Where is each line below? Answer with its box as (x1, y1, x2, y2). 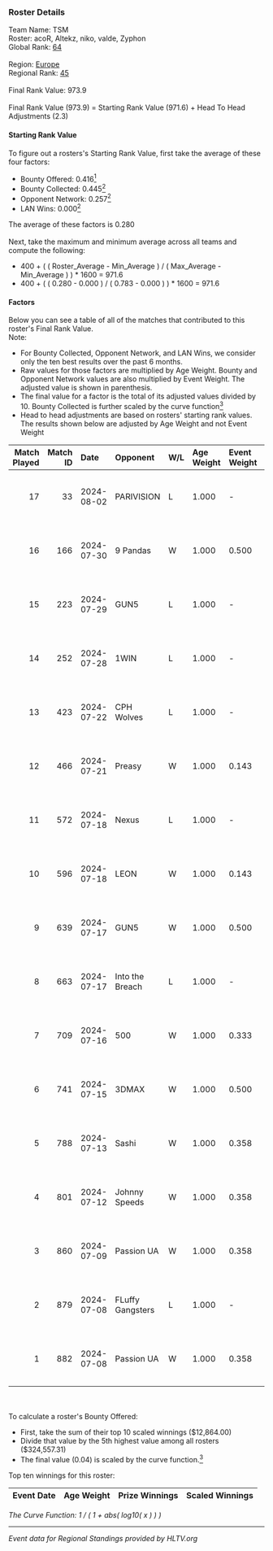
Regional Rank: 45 (8, 68, 69, 78)
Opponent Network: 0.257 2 (19, 192, 111, 203)
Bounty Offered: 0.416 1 (19, 172, 97, 184)
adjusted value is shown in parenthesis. (19, 383, 153, 393)
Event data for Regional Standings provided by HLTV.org (8, 1533, 198, 1543)
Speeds (115, 1196, 145, 1208)
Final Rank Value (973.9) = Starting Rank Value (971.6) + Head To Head (8, 102, 246, 112)
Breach (115, 981, 143, 992)
